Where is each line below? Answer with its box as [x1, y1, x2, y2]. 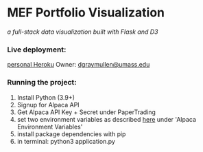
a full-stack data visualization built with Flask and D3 [7, 28, 158, 36]
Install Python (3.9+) [16, 93, 75, 101]
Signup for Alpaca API [16, 100, 80, 109]
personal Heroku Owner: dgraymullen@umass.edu [7, 61, 150, 69]
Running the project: [7, 78, 77, 87]
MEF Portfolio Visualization [7, 5, 165, 21]
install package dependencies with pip [16, 129, 126, 138]
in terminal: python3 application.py [16, 137, 115, 145]
